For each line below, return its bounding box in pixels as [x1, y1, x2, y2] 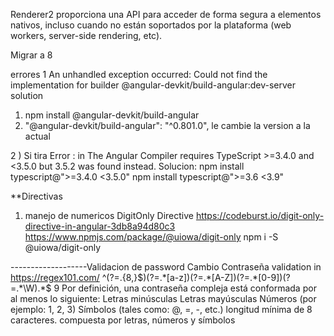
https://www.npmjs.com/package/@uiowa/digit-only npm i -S [24, 231, 279, 243]
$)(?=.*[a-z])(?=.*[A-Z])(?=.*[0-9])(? [137, 272, 291, 283]
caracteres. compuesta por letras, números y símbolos [10, 314, 236, 326]
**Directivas [10, 190, 63, 202]
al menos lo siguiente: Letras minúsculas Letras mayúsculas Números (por [10, 293, 317, 304]
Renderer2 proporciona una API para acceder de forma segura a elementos [10, 9, 322, 20]
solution [10, 90, 44, 101]
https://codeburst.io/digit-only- [195, 210, 325, 221]
